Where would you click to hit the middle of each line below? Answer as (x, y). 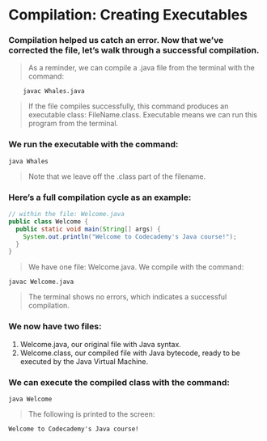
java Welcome (30, 399)
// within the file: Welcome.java (67, 214)
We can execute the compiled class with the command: (119, 382)
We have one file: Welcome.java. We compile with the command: (136, 267)
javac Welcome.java (41, 282)
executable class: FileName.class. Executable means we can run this (142, 115)
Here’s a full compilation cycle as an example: (100, 197)
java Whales (28, 161)
